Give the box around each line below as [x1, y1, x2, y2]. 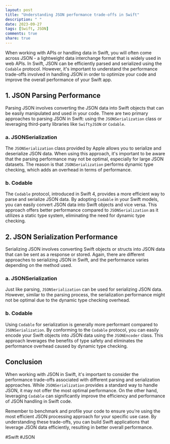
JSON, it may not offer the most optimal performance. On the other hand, [5, 387, 158, 393]
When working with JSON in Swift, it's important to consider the [5, 371, 139, 377]
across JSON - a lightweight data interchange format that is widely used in [5, 55, 161, 61]
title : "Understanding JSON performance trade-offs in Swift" [5, 12, 140, 17]
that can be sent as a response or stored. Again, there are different [5, 252, 145, 258]
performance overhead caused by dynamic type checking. [5, 343, 128, 349]
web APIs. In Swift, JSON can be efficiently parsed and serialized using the [5, 60, 162, 66]
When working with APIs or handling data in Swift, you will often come [5, 49, 152, 56]
